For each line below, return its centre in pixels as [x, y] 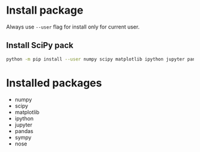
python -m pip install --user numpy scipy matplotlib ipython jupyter [96, 59]
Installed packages [54, 83]
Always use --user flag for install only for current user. [73, 27]
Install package [45, 10]
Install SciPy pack [40, 45]
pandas [24, 131]
